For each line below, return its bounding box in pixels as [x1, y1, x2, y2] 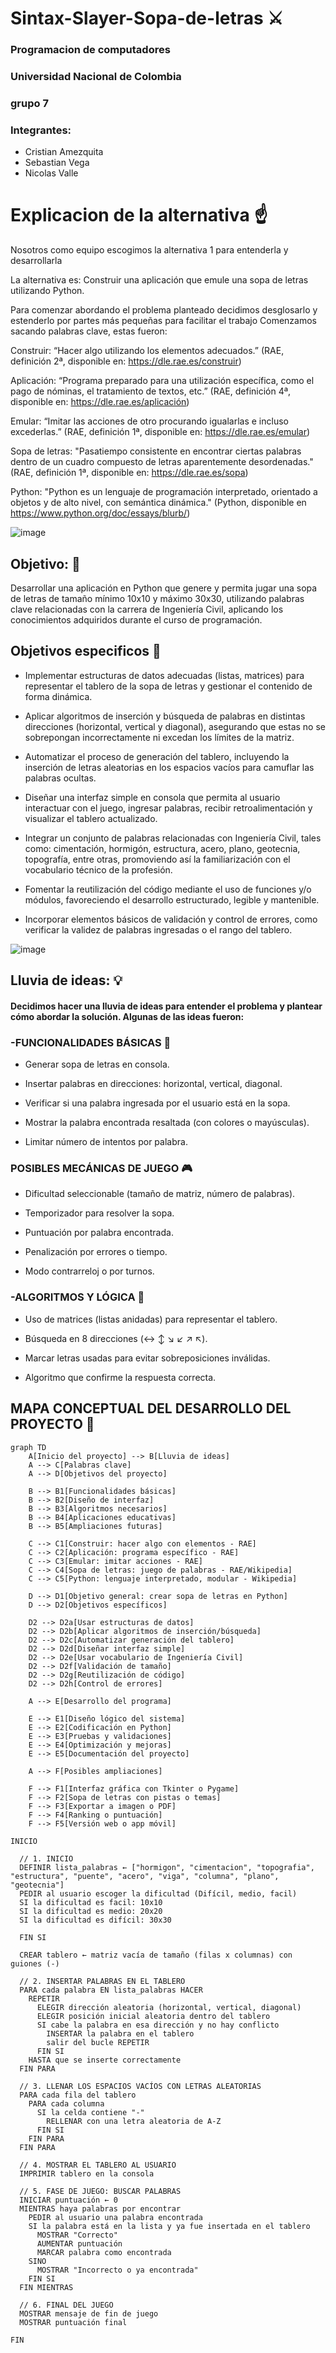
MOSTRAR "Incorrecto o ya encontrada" [36, 2265, 199, 2275]
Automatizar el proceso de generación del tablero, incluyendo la [24, 750, 290, 762]
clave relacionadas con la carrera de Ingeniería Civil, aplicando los [10, 603, 284, 615]
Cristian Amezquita [24, 146, 104, 158]
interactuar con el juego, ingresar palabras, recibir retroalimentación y [24, 802, 313, 814]
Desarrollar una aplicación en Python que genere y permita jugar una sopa [10, 582, 318, 594]
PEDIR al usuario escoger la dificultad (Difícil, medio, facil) [19, 1888, 298, 1899]
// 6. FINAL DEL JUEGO [19, 2300, 114, 2310]
